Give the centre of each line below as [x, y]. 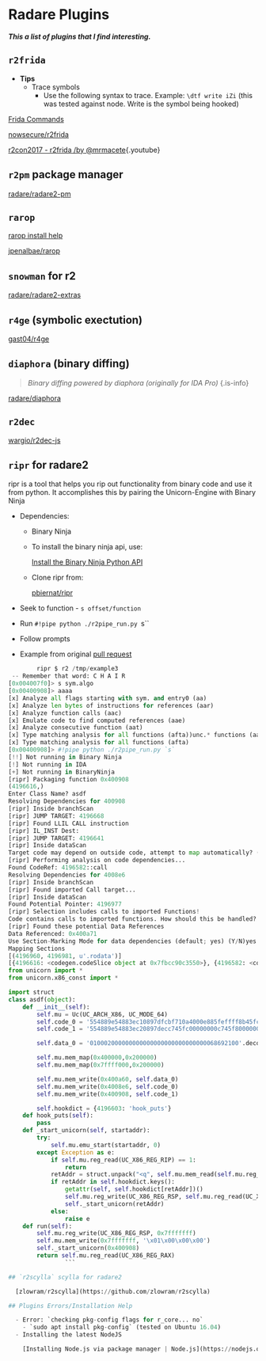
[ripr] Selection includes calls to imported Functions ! [104, 912]
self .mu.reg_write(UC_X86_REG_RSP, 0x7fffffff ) [116, 1234]
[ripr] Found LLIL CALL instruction [68, 823]
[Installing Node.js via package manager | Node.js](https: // [127, 1349]
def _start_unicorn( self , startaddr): [86, 1131]
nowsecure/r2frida [39, 134]
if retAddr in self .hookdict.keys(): [113, 1182]
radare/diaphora [35, 398]
